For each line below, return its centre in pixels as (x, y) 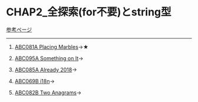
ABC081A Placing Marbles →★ (52, 47)
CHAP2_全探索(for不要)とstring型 (89, 12)
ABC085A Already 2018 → (46, 70)
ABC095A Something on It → (49, 58)
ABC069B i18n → (34, 81)
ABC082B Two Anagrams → (48, 93)
